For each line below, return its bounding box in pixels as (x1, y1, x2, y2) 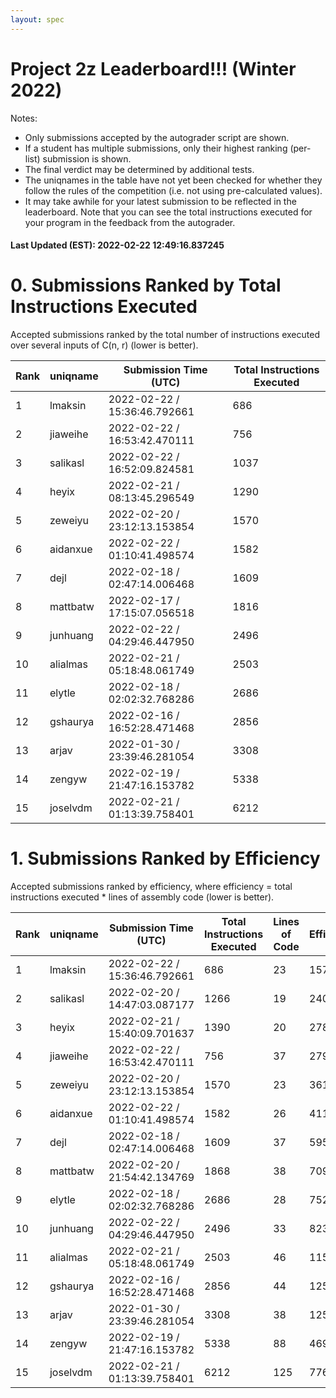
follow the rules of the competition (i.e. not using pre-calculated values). (24, 184, 323, 196)
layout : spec (10, 14, 65, 25)
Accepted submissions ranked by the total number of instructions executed (10, 329, 320, 341)
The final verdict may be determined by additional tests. (24, 163, 255, 175)
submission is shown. (42, 152, 132, 165)
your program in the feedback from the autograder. (24, 216, 236, 228)
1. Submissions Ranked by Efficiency (10, 847, 321, 870)
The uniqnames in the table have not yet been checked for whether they (24, 174, 323, 186)
